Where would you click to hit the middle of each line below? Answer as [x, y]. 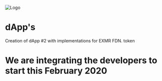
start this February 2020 [56, 71]
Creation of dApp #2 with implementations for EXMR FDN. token [70, 40]
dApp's [20, 27]
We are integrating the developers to [81, 61]
